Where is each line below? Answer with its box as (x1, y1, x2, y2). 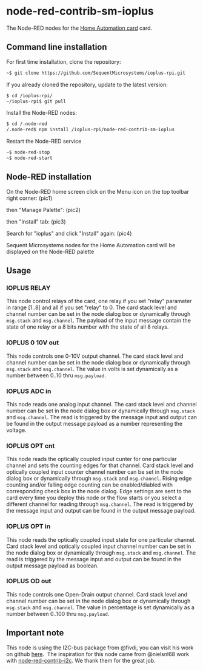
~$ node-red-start (6, 155, 53, 161)
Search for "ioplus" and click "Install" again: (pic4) (6, 230, 132, 237)
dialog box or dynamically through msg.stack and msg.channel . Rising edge (6, 475, 192, 482)
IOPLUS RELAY (6, 284, 51, 292)
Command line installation (6, 42, 107, 52)
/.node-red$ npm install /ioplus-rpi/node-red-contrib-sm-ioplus (6, 126, 175, 133)
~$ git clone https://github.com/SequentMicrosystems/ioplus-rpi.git (6, 70, 186, 76)
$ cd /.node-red (6, 121, 47, 127)
